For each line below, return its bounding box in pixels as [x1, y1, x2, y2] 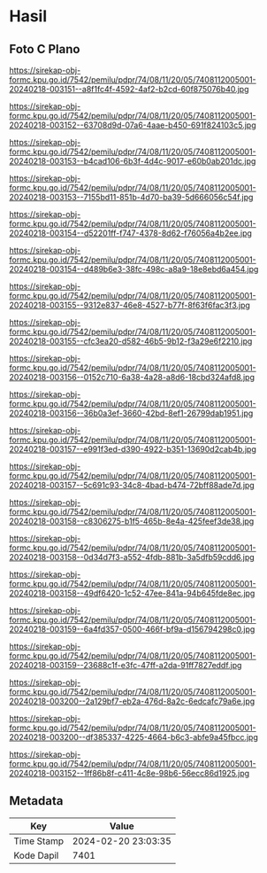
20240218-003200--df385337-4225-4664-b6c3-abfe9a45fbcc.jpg [9, 732, 259, 742]
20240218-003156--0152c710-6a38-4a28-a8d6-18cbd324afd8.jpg [9, 372, 255, 382]
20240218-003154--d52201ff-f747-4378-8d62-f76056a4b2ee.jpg [9, 228, 252, 238]
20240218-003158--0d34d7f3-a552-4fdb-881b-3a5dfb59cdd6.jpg [9, 552, 255, 562]
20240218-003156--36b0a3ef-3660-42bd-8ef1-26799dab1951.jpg [9, 408, 254, 418]
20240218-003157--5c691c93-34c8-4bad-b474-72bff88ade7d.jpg [9, 480, 255, 490]
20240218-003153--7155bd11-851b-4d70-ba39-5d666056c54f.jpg [9, 192, 254, 202]
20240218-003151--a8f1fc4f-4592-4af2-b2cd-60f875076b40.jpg [9, 84, 249, 94]
